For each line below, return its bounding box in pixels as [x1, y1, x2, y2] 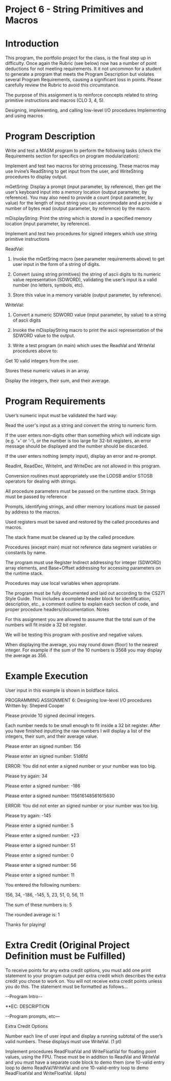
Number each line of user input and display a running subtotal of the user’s [5, 1033, 163, 1039]
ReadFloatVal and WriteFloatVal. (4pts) [5, 1070, 87, 1076]
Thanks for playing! [5, 921, 46, 928]
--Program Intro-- [5, 993, 43, 999]
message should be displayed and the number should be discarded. [5, 443, 148, 449]
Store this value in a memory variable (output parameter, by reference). [12, 292, 162, 298]
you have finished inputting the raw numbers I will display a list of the [5, 728, 151, 734]
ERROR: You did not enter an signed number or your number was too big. [5, 802, 159, 808]
